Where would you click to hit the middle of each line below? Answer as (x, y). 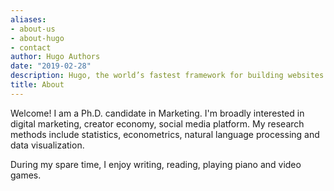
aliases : (28, 19)
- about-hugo (37, 38)
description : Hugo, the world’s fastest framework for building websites (167, 76)
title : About (37, 85)
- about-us (33, 29)
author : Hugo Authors (55, 57)
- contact (31, 47)
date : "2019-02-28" (51, 66)
